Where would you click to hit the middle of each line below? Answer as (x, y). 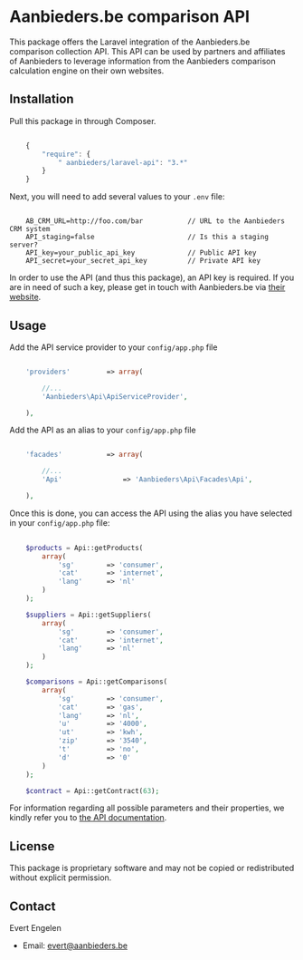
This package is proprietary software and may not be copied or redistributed (152, 868)
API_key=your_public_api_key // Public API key (141, 253)
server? (24, 245)
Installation (42, 99)
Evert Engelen (35, 928)
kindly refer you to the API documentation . (88, 818)
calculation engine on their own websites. (87, 71)
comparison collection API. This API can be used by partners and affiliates (147, 51)
